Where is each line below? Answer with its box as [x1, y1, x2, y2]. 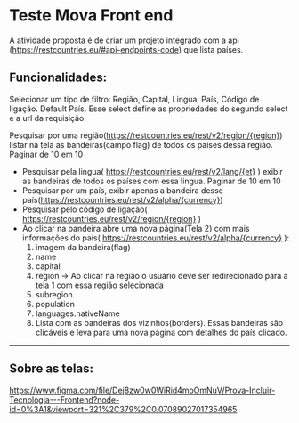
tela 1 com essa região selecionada [35, 280, 165, 290]
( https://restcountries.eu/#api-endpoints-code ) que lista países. [9, 44, 244, 54]
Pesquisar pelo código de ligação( [21, 204, 149, 215]
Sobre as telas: [9, 362, 93, 377]
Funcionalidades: [9, 70, 108, 85]
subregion [35, 289, 73, 299]
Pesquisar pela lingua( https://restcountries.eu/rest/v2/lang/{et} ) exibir [21, 166, 283, 176]
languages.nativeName [35, 308, 120, 319]
